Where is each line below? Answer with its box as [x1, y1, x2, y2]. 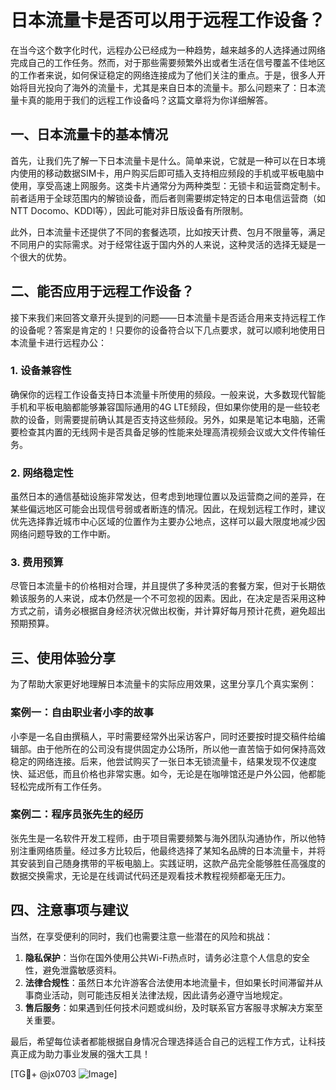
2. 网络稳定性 [10, 466, 74, 480]
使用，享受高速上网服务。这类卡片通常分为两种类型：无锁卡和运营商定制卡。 [10, 179, 326, 191]
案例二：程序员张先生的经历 [10, 807, 144, 821]
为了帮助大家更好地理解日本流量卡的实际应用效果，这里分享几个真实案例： [10, 678, 317, 690]
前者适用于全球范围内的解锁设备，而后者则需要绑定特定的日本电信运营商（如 [10, 192, 326, 204]
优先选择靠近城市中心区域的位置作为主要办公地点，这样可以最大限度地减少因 [10, 516, 326, 528]
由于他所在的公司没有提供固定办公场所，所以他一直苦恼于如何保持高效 [36, 742, 326, 755]
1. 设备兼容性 [10, 364, 72, 378]
